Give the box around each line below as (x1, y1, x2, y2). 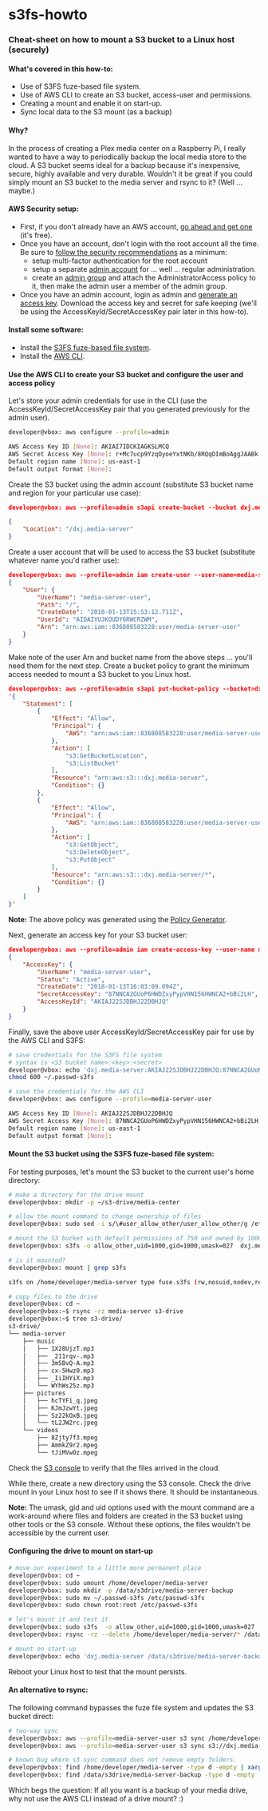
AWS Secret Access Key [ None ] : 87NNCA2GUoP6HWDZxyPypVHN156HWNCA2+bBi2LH (8, 1116, 259, 1124)
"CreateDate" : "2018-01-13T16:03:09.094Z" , (37, 983, 183, 991)
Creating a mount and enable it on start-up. (19, 98, 163, 109)
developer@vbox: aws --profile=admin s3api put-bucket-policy (8, 685, 219, 693)
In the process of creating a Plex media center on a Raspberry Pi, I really (8, 143, 246, 153)
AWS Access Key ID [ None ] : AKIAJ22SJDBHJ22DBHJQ (8, 1109, 173, 1117)
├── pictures (22, 1389, 66, 1397)
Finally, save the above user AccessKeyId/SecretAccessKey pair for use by (8, 1027, 255, 1037)
